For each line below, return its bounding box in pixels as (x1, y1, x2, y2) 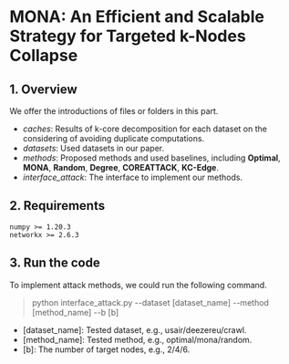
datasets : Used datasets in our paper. (22, 143, 165, 153)
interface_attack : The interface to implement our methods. (22, 172, 243, 182)
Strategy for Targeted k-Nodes (9, 26, 246, 47)
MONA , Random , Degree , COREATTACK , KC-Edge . (22, 162, 219, 172)
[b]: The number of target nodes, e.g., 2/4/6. (22, 344, 191, 355)
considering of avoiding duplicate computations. (22, 133, 205, 143)
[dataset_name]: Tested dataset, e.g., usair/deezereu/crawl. (22, 324, 247, 335)
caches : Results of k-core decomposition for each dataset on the (22, 123, 267, 134)
